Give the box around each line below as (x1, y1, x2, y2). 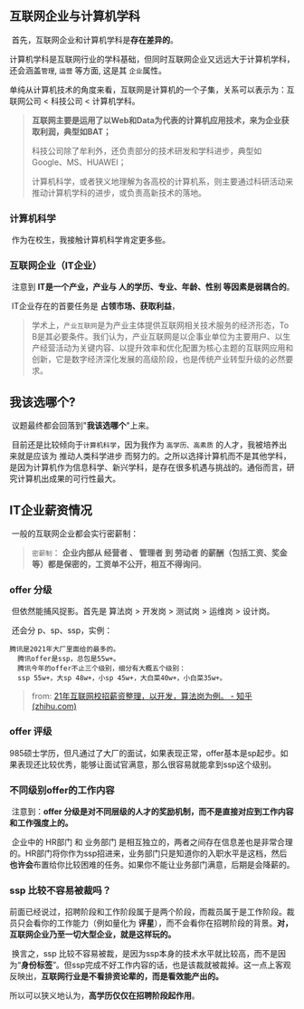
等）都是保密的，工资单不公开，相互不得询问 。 (31, 559, 206, 570)
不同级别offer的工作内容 (9, 783, 115, 796)
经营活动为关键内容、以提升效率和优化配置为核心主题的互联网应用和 (39, 342, 294, 353)
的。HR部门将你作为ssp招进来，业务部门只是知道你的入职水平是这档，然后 (9, 848, 288, 859)
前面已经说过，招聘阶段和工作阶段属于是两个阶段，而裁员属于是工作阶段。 (9, 907, 287, 918)
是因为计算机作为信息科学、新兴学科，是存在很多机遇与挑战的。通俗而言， (9, 462, 287, 473)
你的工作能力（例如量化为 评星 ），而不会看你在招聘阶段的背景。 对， (40, 918, 293, 928)
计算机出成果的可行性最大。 (16, 474, 120, 485)
